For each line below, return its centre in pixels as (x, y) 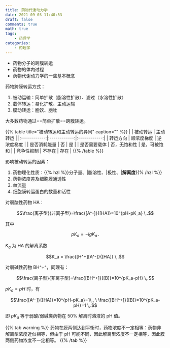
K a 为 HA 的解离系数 (26, 246)
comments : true (21, 24)
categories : (18, 43)
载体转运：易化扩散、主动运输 (44, 104)
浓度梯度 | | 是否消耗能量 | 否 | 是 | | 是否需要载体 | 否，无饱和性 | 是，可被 (82, 144)
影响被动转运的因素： (27, 161)
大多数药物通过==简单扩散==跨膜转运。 (47, 121)
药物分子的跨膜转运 (33, 63)
